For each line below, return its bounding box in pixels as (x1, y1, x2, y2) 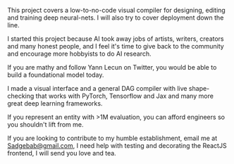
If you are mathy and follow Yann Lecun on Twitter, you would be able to (7, 63, 217, 71)
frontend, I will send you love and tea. (7, 149, 116, 157)
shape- (188, 84, 210, 92)
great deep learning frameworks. (7, 99, 103, 108)
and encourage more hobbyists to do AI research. (7, 49, 152, 58)
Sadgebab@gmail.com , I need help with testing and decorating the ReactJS (7, 141, 227, 150)
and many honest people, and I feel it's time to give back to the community (7, 42, 224, 50)
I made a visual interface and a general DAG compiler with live (7, 84, 187, 92)
